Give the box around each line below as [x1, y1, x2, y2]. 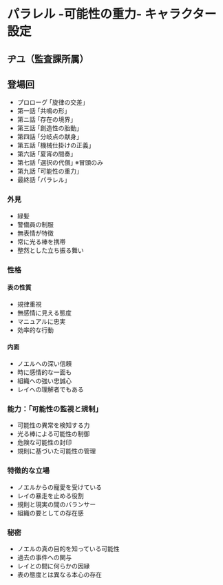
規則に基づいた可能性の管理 [17, 447, 96, 455]
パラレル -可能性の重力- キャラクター [7, 6, 217, 22]
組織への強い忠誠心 [17, 377, 72, 385]
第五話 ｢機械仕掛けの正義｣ [17, 141, 92, 150]
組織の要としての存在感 [17, 509, 84, 517]
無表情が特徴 [17, 229, 54, 237]
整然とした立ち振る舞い [17, 246, 84, 254]
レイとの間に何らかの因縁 [17, 562, 90, 570]
